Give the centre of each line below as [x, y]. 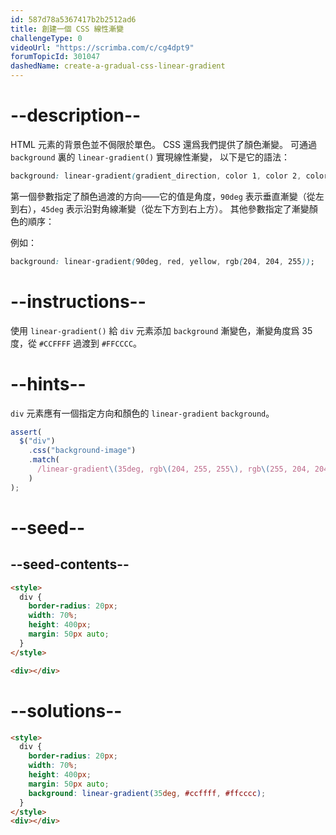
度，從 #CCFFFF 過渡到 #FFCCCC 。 [76, 343]
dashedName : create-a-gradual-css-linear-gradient [118, 66]
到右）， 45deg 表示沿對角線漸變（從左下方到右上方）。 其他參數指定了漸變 [160, 208]
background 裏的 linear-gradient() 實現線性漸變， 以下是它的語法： [150, 157]
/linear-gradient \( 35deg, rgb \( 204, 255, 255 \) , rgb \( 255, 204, [173, 469]
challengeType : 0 [46, 38]
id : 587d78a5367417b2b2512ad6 [73, 19]
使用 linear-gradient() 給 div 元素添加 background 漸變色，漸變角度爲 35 [161, 330]
